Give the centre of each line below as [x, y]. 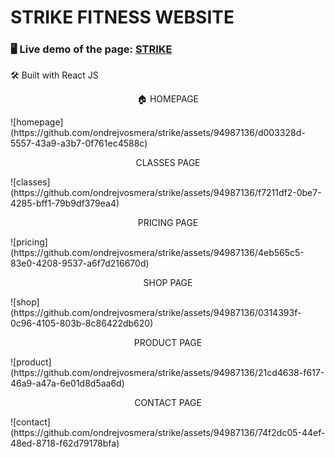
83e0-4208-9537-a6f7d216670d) [80, 263]
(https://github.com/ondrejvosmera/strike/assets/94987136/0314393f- [156, 313]
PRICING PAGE [168, 223]
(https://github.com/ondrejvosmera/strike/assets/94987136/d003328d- [158, 133]
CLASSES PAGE [168, 163]
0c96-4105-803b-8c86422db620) [82, 323]
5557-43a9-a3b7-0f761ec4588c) [79, 143]
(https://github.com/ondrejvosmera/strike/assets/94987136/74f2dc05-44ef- [168, 433]
